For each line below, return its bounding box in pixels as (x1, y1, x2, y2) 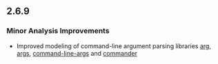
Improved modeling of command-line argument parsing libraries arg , (16, 41, 212, 50)
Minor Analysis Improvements (6, 26, 110, 36)
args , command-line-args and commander (16, 49, 137, 57)
